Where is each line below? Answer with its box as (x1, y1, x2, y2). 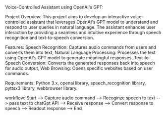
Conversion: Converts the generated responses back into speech (22, 60, 155, 66)
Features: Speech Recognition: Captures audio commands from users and (5, 44, 156, 50)
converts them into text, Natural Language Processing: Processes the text (5, 49, 156, 55)
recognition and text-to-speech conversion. (5, 35, 94, 40)
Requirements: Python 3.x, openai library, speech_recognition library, (5, 80, 146, 86)
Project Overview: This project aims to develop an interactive (5, 14, 130, 19)
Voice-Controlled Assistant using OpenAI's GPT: (5, 4, 104, 10)
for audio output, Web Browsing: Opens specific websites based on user (5, 65, 153, 71)
